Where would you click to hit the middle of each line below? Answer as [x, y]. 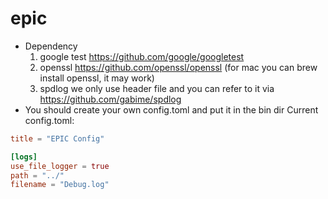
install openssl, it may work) [97, 78]
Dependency [51, 46]
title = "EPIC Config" [57, 138]
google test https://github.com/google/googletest [142, 56]
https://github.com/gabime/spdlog [110, 99]
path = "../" [37, 175]
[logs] [24, 157]
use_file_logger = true [60, 166]
